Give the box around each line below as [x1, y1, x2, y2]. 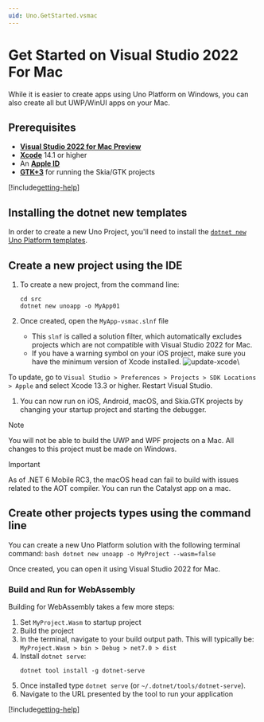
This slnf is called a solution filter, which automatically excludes [31, 332, 243, 341]
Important [8, 460, 41, 469]
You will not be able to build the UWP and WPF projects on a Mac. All [8, 436, 235, 445]
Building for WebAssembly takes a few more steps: [8, 602, 175, 612]
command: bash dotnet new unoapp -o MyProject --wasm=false [8, 548, 216, 558]
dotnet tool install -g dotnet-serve [19, 667, 146, 675]
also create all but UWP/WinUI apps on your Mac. [8, 97, 171, 108]
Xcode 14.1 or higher [19, 151, 87, 160]
